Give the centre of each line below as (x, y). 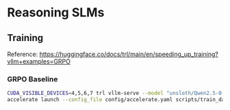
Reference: (23, 54)
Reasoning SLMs (56, 13)
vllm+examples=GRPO (39, 61)
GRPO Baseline (33, 79)
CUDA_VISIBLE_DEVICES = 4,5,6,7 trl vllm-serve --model (86, 94)
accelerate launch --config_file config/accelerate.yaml (90, 100)
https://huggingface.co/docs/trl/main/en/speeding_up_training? (129, 54)
